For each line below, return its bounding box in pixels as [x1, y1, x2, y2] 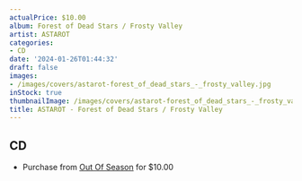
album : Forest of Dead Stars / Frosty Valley [9, 22, 182, 30]
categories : [9, 38, 54, 47]
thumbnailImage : [9, 96, 70, 106]
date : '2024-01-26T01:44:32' [9, 55, 119, 64]
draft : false [9, 64, 58, 73]
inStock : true [9, 88, 63, 97]
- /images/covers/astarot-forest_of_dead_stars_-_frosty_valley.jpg [9, 80, 271, 89]
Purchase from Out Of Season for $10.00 [22, 162, 173, 173]
